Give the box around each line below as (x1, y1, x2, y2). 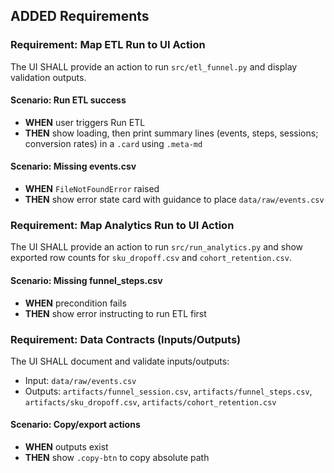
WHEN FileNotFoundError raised (24, 183, 160, 195)
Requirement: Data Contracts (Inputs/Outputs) (10, 332, 242, 346)
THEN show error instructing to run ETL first (24, 307, 207, 319)
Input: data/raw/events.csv (24, 374, 137, 386)
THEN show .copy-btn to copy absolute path (24, 452, 210, 464)
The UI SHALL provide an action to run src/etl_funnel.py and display (10, 60, 298, 73)
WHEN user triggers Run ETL (24, 116, 146, 128)
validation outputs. (10, 71, 87, 83)
